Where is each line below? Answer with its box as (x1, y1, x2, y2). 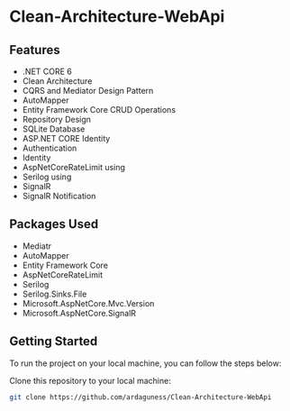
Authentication (22, 142, 77, 153)
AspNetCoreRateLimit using (22, 162, 126, 172)
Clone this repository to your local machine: (9, 375, 171, 386)
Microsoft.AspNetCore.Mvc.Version (22, 297, 155, 308)
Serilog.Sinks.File (22, 288, 87, 299)
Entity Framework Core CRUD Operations (22, 105, 177, 114)
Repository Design (22, 114, 92, 124)
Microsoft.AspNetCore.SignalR (22, 307, 137, 318)
